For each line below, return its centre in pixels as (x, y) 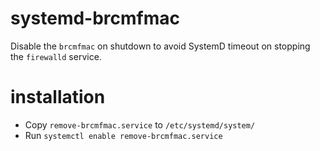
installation (58, 97)
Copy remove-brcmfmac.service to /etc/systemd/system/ (140, 124)
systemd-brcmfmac (95, 18)
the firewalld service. (56, 56)
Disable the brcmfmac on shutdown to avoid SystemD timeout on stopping (160, 46)
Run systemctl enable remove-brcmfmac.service (123, 135)
